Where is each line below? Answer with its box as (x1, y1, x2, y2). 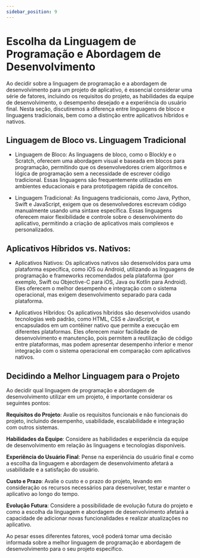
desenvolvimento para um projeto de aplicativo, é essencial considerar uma (6, 86, 192, 93)
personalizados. (14, 226, 55, 233)
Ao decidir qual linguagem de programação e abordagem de (6, 387, 155, 394)
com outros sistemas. (6, 424, 59, 431)
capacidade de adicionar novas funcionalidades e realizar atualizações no (6, 515, 189, 522)
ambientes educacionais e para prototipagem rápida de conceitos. (14, 183, 179, 190)
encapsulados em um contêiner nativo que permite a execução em (14, 322, 179, 329)
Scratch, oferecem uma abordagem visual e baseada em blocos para (14, 157, 185, 164)
